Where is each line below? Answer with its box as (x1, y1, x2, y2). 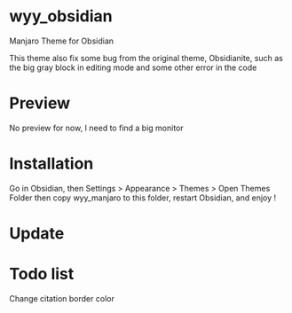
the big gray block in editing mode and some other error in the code (9, 62, 257, 73)
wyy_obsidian (9, 6, 113, 27)
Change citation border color (9, 293, 115, 303)
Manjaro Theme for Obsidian (9, 35, 114, 46)
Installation (9, 153, 94, 174)
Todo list (9, 264, 75, 285)
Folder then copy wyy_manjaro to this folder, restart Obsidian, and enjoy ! (9, 192, 277, 203)
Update (9, 223, 65, 243)
